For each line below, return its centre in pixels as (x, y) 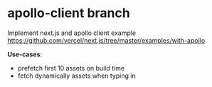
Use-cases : (25, 54)
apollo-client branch (69, 13)
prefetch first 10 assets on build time (71, 68)
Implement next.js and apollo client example (72, 33)
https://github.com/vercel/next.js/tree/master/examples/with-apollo (106, 40)
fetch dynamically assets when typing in (77, 76)
